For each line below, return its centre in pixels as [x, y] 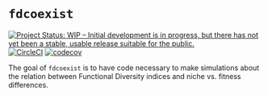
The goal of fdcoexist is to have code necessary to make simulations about [134, 68]
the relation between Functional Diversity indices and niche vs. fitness [125, 76]
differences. [28, 85]
